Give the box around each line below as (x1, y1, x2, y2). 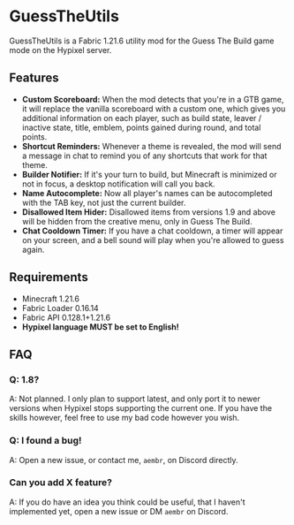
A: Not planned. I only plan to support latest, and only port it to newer (9, 393, 260, 404)
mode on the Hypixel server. (9, 44, 112, 55)
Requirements (9, 270, 88, 285)
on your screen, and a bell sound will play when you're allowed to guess (21, 234, 284, 245)
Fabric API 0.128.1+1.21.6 (21, 312, 111, 323)
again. (21, 244, 45, 255)
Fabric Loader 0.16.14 (21, 302, 99, 313)
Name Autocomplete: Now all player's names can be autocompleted (21, 187, 273, 198)
